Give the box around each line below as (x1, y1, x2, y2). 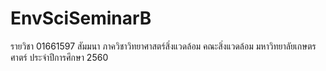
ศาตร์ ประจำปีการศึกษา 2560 (10, 51, 109, 63)
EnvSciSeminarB (10, 7, 152, 30)
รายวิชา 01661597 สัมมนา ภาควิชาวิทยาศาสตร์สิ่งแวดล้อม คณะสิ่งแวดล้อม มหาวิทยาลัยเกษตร (10, 40, 317, 52)
